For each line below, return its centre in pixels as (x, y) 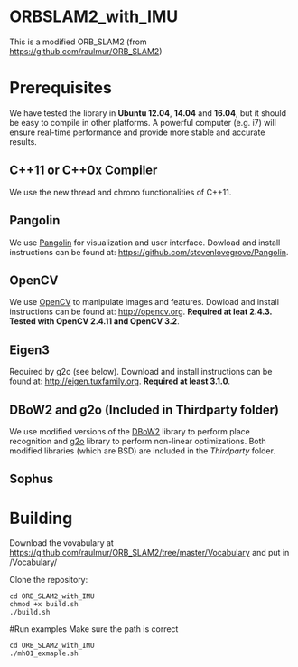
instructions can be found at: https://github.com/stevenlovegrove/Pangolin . (149, 252)
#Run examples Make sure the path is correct (94, 629)
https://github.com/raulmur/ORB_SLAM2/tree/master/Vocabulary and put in (149, 553)
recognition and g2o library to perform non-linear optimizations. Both (138, 441)
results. (23, 141)
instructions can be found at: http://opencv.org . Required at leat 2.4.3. (141, 312)
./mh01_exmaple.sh (44, 653)
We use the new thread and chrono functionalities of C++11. (121, 192)
